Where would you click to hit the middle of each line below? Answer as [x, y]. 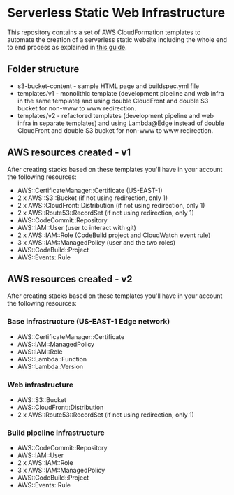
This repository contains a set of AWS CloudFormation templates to [104, 32]
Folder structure [43, 69]
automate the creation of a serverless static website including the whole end [117, 39]
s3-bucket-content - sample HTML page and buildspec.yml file [108, 86]
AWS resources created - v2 [70, 279]
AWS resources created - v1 [69, 153]
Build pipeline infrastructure [56, 433]
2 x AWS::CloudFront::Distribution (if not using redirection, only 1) [111, 205]
